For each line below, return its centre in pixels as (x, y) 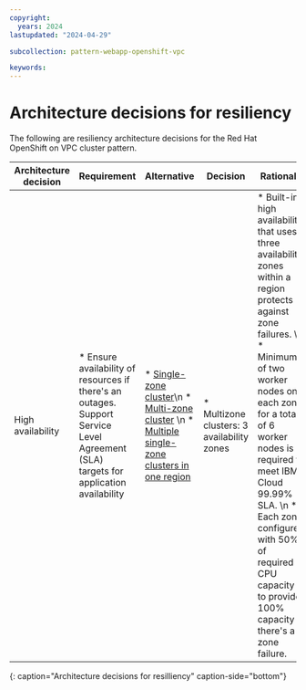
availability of (107, 369)
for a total (278, 414)
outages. (97, 402)
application (102, 483)
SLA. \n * (277, 506)
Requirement (107, 176)
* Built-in (278, 197)
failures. (275, 334)
